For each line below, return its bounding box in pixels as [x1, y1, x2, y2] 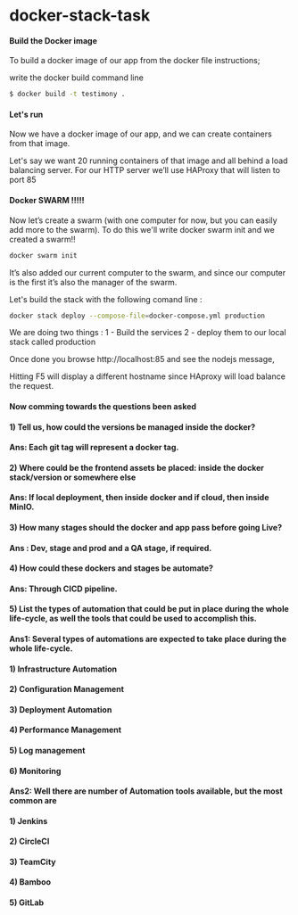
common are [9, 795, 57, 806]
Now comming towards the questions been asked [9, 401, 197, 412]
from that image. [9, 138, 70, 149]
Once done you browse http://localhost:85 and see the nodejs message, [9, 354, 275, 365]
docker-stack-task [9, 5, 151, 26]
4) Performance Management [9, 724, 122, 736]
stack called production [9, 336, 96, 348]
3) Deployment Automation [9, 704, 112, 714]
